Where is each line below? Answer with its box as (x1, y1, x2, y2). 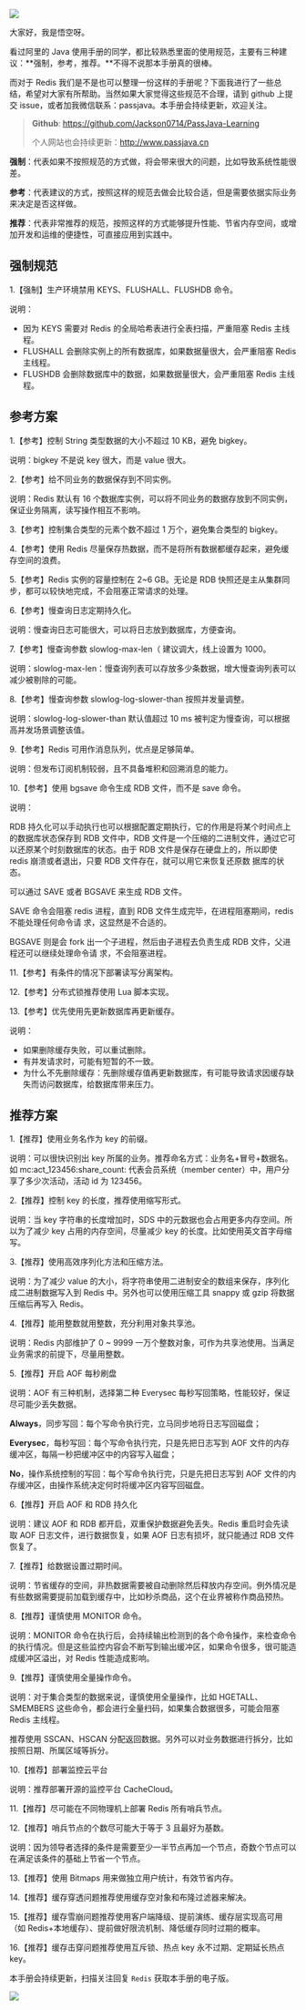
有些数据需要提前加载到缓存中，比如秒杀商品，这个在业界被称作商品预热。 (9, 1591, 289, 1603)
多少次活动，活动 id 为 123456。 (25, 1175, 148, 1186)
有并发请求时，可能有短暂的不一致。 (22, 1055, 159, 1066)
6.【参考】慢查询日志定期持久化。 (9, 604, 137, 615)
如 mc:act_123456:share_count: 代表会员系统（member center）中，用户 (9, 1164, 282, 1175)
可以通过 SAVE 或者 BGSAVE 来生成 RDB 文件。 (9, 886, 188, 897)
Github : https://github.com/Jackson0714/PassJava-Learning (31, 118, 260, 128)
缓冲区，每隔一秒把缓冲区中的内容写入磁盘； (9, 1449, 178, 1460)
